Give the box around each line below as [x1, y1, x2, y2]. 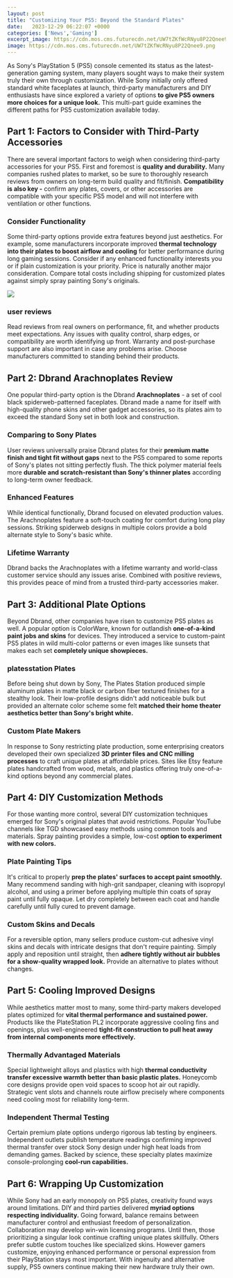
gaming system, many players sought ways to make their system [39, 69, 225, 77]
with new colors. [7, 840, 57, 848]
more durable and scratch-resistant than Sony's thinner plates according [7, 468, 222, 476]
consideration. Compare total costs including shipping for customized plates [7, 269, 225, 278]
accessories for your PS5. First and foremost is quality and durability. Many [7, 162, 225, 171]
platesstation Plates [7, 663, 76, 673]
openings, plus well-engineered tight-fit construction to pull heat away [7, 1025, 213, 1034]
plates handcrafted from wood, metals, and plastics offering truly [7, 764, 193, 772]
